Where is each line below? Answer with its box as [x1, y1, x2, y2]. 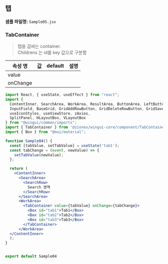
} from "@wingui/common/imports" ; [5, 120, 77, 125]
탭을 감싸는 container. [17, 43, 61, 49]
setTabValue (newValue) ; [14, 152, 64, 157]
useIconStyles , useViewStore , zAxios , [9, 111, 91, 116]
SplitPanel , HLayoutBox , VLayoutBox [9, 115, 86, 120]
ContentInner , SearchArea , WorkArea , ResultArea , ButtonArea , [9, 101, 142, 106]
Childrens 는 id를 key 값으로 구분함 [17, 49, 87, 55]
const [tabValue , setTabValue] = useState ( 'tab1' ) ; [9, 143, 120, 148]
